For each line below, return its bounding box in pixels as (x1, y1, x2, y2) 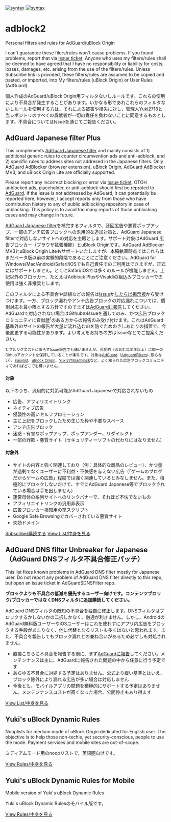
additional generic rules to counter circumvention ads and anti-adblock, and (5, 153, 165, 159)
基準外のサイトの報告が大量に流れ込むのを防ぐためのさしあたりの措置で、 (5, 323, 162, 329)
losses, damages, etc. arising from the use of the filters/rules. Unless (5, 66, 151, 72)
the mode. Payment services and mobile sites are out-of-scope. (5, 739, 139, 746)
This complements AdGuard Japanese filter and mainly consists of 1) (5, 147, 150, 153)
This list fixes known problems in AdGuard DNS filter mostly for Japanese (5, 569, 160, 575)
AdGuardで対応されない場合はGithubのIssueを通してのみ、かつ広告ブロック (5, 310, 165, 316)
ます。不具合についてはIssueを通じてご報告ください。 (5, 118, 119, 125)
